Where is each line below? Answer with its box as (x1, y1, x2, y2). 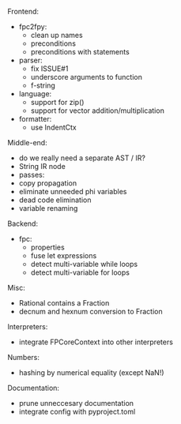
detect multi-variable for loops (30, 268, 130, 277)
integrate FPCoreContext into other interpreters (18, 337, 173, 347)
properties (30, 242, 65, 252)
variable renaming (18, 204, 78, 212)
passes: (18, 170, 45, 179)
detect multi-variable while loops (30, 260, 138, 268)
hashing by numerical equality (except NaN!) (18, 368, 164, 377)
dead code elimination (18, 195, 92, 204)
